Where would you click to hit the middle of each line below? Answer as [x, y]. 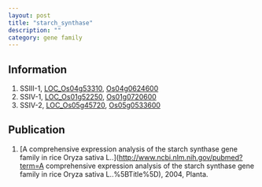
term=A [32, 166]
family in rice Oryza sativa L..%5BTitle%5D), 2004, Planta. [114, 174]
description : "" [35, 30]
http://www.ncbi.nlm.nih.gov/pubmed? [181, 157]
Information [38, 69]
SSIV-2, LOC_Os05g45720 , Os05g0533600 [90, 105]
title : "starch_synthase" [50, 23]
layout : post [30, 15]
